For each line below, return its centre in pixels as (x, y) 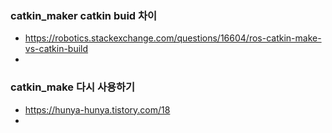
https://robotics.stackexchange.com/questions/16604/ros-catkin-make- (173, 38)
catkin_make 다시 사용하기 (73, 87)
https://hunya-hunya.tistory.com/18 (97, 109)
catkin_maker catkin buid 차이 (84, 15)
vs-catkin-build (56, 49)
